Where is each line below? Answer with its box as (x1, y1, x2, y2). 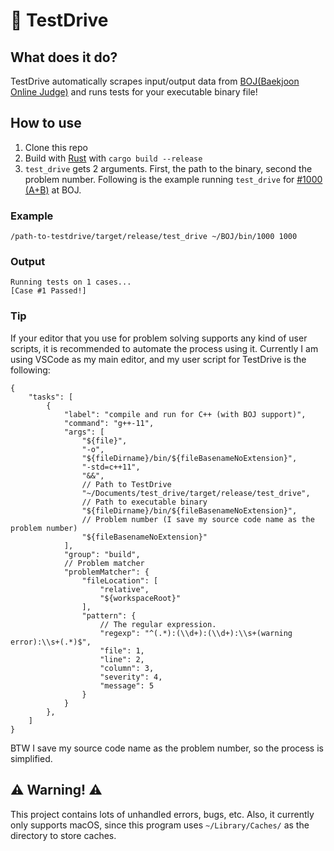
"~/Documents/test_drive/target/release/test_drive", (81, 488, 311, 498)
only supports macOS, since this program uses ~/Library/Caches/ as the (10, 819, 310, 831)
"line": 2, (99, 654, 145, 664)
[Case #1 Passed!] (10, 286, 87, 296)
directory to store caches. (10, 829, 117, 841)
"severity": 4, (99, 672, 163, 682)
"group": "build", (63, 549, 141, 559)
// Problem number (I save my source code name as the (81, 514, 315, 524)
